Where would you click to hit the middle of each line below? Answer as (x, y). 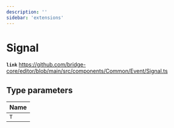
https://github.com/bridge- (52, 65)
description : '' (27, 12)
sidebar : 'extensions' (35, 18)
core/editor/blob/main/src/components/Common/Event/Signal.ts (87, 71)
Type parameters (40, 90)
